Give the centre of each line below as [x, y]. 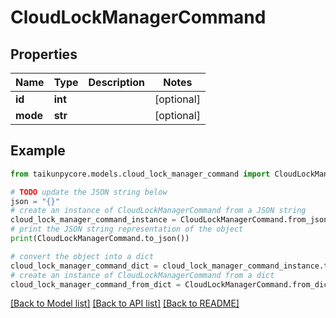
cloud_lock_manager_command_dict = [84, 266]
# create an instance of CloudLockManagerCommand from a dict [142, 275]
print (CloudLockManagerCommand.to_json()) [100, 239]
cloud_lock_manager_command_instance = [93, 220]
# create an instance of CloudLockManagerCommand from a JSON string [158, 211]
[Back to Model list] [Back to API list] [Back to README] [125, 303]
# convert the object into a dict [82, 256]
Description [116, 82]
